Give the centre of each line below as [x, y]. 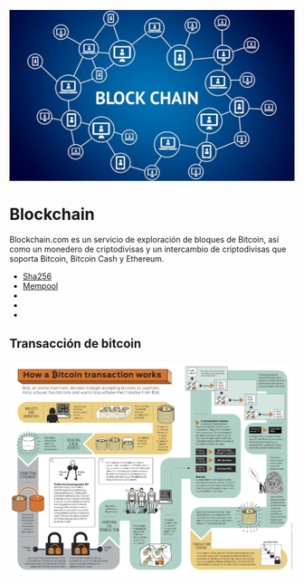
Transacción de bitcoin [76, 344]
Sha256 [37, 276]
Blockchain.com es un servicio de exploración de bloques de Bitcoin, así [144, 240]
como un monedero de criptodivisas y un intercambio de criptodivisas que [148, 249]
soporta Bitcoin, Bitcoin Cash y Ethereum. [87, 259]
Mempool [40, 286]
